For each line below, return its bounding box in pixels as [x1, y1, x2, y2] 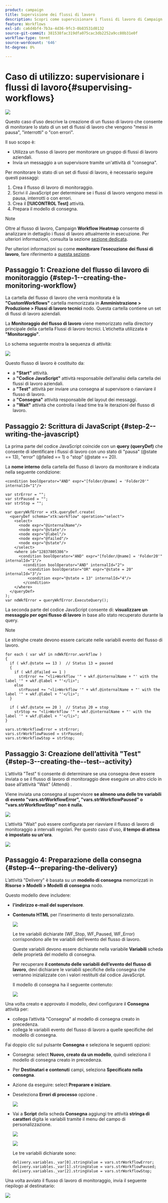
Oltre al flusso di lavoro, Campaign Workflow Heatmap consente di [5, 225, 144, 231]
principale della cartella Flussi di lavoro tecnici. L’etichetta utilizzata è [5, 326, 148, 332]
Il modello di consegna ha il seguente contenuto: [12, 981, 113, 987]
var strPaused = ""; [5, 497, 49, 502]
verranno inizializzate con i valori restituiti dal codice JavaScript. [12, 972, 146, 978]
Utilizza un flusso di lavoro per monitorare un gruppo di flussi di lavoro [12, 149, 158, 155]
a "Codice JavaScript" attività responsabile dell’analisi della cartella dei [12, 375, 161, 381]
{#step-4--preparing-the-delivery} [5, 863, 118, 872]
